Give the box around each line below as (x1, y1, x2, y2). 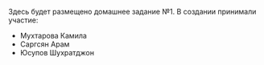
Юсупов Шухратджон (19, 48, 95, 57)
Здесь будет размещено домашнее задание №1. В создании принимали (8, 7, 257, 16)
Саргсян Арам (19, 39, 70, 49)
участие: (8, 15, 39, 25)
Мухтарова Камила (19, 31, 87, 40)
